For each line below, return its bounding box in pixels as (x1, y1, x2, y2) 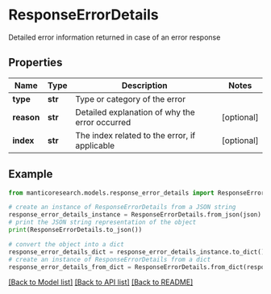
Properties (8, 56, 63, 69)
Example (8, 167, 53, 181)
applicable (75, 140, 115, 151)
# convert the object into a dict (8, 240, 125, 248)
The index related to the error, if (75, 129, 196, 141)
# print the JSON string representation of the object (8, 218, 197, 227)
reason (12, 111, 40, 123)
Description (121, 79, 168, 90)
